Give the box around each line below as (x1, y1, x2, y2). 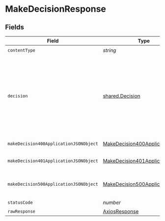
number (103, 199, 121, 206)
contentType (7, 48, 36, 53)
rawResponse (7, 209, 36, 214)
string (103, 47, 116, 53)
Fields (5, 23, 25, 31)
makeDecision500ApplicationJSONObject (7, 181, 98, 187)
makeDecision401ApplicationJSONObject (7, 158, 98, 164)
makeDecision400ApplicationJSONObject (7, 141, 98, 147)
